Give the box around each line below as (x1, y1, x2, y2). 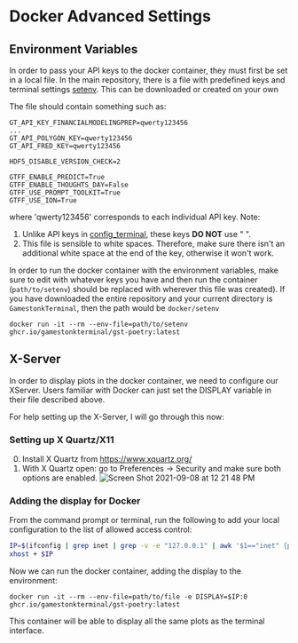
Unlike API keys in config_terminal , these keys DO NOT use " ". (21, 229, 251, 239)
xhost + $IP (9, 550, 53, 559)
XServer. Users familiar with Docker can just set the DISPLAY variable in (9, 385, 272, 395)
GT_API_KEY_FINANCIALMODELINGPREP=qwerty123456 (9, 118, 189, 127)
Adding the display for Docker (9, 495, 141, 507)
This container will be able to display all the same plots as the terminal (9, 615, 265, 627)
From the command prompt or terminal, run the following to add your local (9, 515, 280, 526)
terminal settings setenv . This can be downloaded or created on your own (9, 84, 279, 94)
